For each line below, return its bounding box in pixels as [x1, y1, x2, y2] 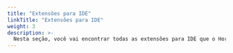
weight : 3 [7, 23, 36, 30]
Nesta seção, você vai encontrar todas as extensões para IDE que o [13, 36, 216, 43]
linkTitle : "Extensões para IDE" [7, 17, 104, 23]
